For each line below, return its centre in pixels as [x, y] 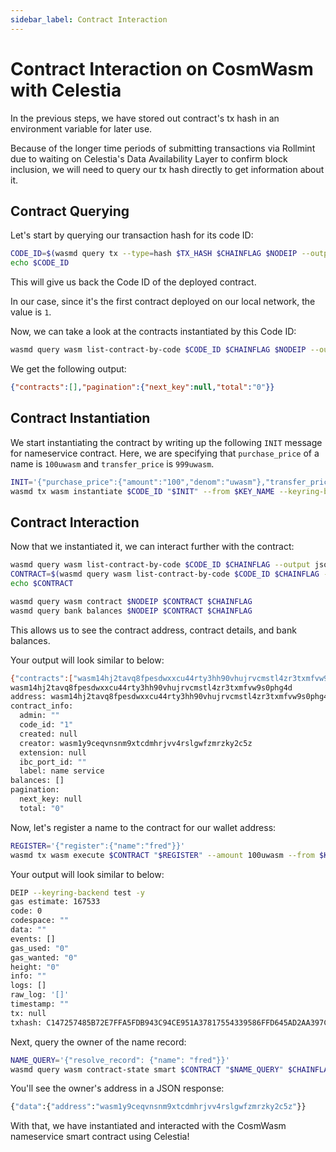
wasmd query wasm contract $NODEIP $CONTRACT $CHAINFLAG [131, 601]
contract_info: [42, 706]
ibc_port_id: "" [53, 762]
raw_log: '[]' [40, 995]
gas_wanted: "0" [44, 957]
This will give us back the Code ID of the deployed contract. [133, 282]
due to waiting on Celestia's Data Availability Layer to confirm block [149, 158]
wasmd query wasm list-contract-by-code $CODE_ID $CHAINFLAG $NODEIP [158, 350]
